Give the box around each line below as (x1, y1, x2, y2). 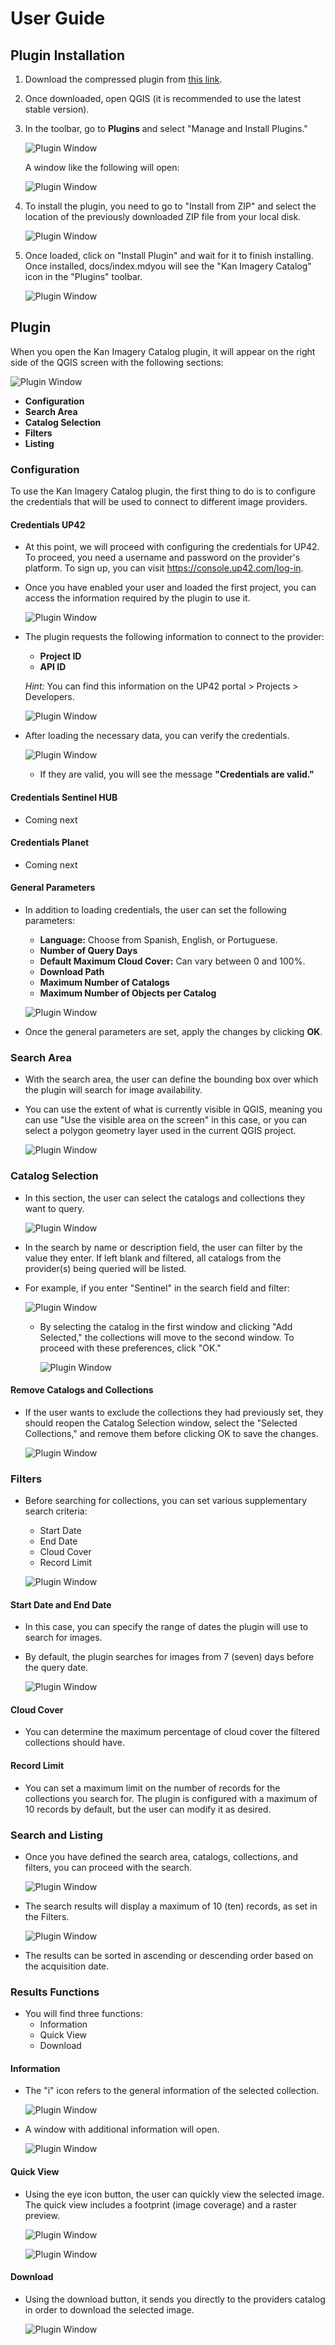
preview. (24, 2209, 60, 2221)
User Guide (10, 7, 106, 30)
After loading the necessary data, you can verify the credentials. (24, 730, 290, 742)
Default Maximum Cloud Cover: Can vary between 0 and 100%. (39, 955, 306, 967)
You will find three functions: (24, 2008, 143, 2020)
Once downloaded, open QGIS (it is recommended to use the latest (24, 93, 302, 104)
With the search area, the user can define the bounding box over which (24, 1073, 319, 1086)
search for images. (24, 1632, 103, 1644)
